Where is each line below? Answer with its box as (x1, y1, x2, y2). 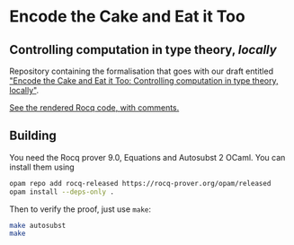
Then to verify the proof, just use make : (9, 204, 151, 214)
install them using (9, 162, 75, 172)
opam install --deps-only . (9, 187, 115, 197)
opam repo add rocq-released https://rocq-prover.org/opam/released (9, 179, 272, 188)
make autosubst (9, 221, 67, 230)
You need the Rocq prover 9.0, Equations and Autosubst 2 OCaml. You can (9, 152, 286, 162)
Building (9, 128, 57, 144)
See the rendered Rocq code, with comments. (9, 102, 180, 113)
